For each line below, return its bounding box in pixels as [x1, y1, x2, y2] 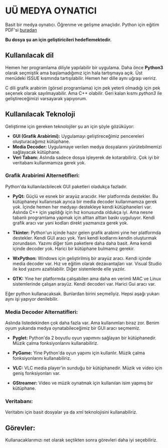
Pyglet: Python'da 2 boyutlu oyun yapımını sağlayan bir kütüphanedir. [12, 335, 156, 341]
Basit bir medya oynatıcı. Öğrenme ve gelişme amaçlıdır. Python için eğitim [5, 22, 159, 28]
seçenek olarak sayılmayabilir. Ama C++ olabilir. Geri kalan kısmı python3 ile [5, 90, 162, 96]
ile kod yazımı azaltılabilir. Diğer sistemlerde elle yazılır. [12, 266, 126, 272]
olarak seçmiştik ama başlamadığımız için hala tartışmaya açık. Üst [5, 70, 143, 76]
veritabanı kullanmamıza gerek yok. [12, 159, 86, 165]
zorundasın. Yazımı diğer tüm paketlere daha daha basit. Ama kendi [12, 240, 152, 246]
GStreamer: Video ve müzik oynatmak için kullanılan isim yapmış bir [12, 380, 153, 386]
